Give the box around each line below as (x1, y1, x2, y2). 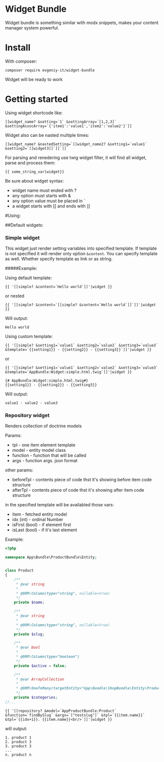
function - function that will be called (12, 452, 86, 458)
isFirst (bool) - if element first (12, 522, 71, 528)
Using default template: (5, 275, 52, 281)
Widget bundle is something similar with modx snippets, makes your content (5, 20, 159, 26)
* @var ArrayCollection (16, 677, 64, 682)
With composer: (5, 58, 38, 64)
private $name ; (14, 600, 45, 605)
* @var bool (16, 645, 41, 650)
